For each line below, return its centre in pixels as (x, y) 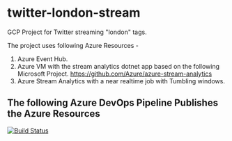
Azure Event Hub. (42, 59)
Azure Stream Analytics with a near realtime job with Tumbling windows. (121, 81)
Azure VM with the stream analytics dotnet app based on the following (118, 66)
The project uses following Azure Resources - (73, 45)
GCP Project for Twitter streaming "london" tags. (77, 32)
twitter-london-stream (74, 13)
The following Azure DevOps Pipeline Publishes (113, 103)
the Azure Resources (54, 114)
